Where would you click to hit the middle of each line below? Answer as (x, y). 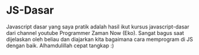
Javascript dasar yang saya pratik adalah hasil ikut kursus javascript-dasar (98, 27)
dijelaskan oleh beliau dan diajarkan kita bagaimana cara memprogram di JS (100, 39)
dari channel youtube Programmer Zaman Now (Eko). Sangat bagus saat (95, 33)
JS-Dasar (30, 10)
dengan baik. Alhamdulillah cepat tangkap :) (60, 46)
